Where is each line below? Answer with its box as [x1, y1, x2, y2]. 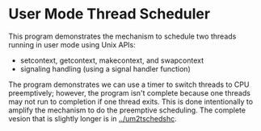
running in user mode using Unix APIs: [8, 39, 136, 49]
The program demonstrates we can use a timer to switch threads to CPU [8, 80, 250, 89]
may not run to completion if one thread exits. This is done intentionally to [8, 96, 253, 106]
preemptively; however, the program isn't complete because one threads [8, 88, 250, 97]
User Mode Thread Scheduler [8, 5, 211, 23]
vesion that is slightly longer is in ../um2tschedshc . [8, 113, 178, 123]
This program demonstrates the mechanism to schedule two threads [8, 31, 237, 41]
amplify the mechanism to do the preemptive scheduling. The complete [8, 105, 246, 115]
